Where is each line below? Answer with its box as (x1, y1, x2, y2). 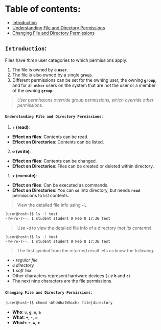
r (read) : (12, 124, 30, 130)
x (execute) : (12, 172, 37, 178)
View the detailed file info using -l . (17, 202, 88, 208)
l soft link (12, 268, 32, 274)
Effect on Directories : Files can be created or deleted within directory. (12, 163, 154, 169)
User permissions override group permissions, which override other (17, 97, 154, 103)
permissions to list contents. (12, 192, 69, 198)
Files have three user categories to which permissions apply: (5, 57, 128, 63)
